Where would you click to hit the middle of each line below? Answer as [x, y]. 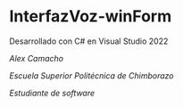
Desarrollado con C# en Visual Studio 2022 [89, 41]
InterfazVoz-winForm [91, 16]
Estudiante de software [52, 93]
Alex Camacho [37, 58]
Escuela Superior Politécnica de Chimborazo [91, 75]
